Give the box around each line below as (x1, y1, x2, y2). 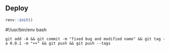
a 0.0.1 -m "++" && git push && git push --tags (5, 40, 111, 46)
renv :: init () (5, 17, 33, 22)
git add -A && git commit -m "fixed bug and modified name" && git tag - (5, 36, 166, 41)
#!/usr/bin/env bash (5, 26, 47, 32)
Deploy (5, 4, 29, 13)
